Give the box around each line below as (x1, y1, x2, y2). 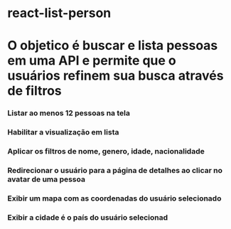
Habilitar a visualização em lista (7, 127, 119, 137)
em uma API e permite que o (7, 53, 176, 69)
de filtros (7, 83, 62, 99)
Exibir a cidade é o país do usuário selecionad (7, 212, 168, 222)
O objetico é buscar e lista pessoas (7, 38, 218, 54)
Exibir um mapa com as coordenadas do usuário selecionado (7, 193, 222, 203)
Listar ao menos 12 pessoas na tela (7, 108, 130, 118)
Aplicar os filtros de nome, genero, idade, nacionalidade (7, 147, 205, 156)
